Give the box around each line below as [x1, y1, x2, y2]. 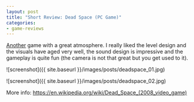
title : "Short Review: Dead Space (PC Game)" [6, 14, 122, 20]
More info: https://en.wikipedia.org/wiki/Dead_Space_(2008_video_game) [6, 89, 187, 96]
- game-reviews [6, 25, 44, 32]
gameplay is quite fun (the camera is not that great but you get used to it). [6, 54, 189, 61]
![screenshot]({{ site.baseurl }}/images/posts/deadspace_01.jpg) [6, 66, 165, 73]
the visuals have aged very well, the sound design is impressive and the [6, 48, 184, 55]
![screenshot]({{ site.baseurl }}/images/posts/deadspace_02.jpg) [6, 78, 166, 85]
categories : [6, 20, 36, 26]
